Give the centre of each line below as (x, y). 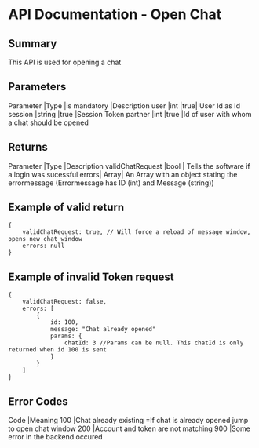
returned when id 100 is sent (58, 350)
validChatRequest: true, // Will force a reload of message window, (137, 232)
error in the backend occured (56, 437)
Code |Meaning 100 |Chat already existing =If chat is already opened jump (128, 421)
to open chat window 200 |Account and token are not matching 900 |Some (129, 428)
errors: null (44, 246)
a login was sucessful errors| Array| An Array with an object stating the (123, 174)
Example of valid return (66, 208)
